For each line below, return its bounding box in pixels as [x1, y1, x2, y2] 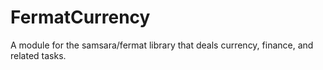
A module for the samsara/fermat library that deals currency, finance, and [10, 39, 314, 51]
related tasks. [10, 49, 67, 61]
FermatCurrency [10, 6, 151, 29]
